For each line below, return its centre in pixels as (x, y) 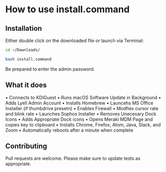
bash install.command (29, 59)
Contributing (26, 146)
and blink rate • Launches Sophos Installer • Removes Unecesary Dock (81, 114)
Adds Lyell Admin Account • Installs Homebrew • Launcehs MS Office (79, 103)
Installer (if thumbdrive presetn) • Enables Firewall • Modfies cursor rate (82, 108)
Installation (24, 28)
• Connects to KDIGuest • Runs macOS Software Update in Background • (83, 97)
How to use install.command (68, 9)
